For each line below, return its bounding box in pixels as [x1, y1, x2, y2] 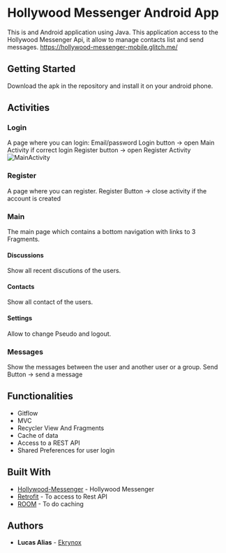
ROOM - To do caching [17, 499, 84, 508]
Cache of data [17, 431, 59, 439]
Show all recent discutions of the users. [7, 267, 121, 275]
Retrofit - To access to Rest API [17, 492, 108, 501]
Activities [7, 102, 50, 114]
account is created [7, 194, 61, 202]
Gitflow [17, 408, 38, 417]
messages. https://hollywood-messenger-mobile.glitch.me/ [7, 43, 178, 51]
